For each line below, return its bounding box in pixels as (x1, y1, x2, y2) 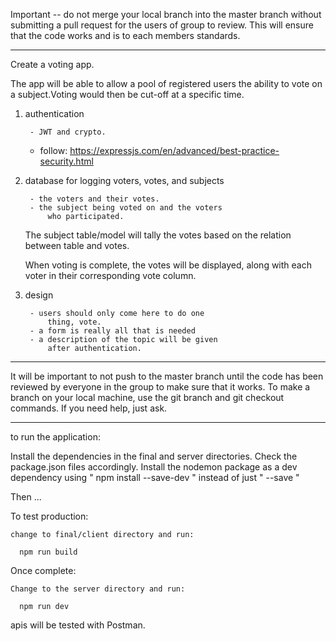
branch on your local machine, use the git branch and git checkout (10, 392, 285, 403)
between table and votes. (24, 240, 130, 251)
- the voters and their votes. (29, 194, 160, 204)
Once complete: (10, 565, 77, 576)
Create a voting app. (10, 59, 95, 70)
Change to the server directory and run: (10, 584, 186, 594)
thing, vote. (47, 317, 102, 327)
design (24, 289, 54, 301)
